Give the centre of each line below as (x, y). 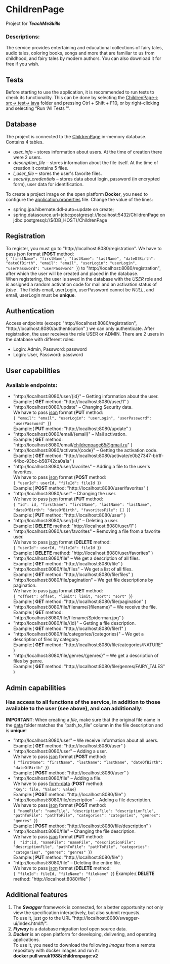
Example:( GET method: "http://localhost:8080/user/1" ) (71, 402)
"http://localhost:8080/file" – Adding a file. (57, 778)
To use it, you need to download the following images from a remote (84, 945)
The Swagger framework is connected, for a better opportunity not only (88, 907)
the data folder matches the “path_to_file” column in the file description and (84, 725)
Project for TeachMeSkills (33, 23)
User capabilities (33, 370)
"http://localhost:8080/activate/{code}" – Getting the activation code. (85, 450)
